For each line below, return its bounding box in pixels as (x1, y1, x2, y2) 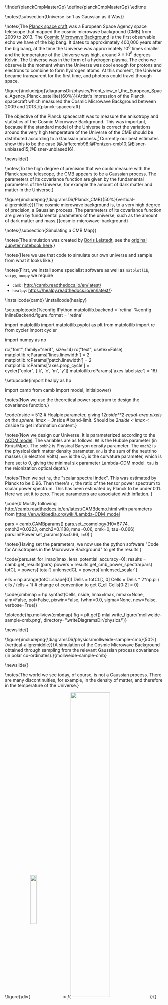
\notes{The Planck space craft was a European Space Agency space (5, 23, 147, 29)
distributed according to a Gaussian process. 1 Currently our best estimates (5, 135, 159, 141)
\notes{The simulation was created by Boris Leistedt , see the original (5, 237, 147, 243)
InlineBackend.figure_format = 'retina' (5, 312, 83, 318)
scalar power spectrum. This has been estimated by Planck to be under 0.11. (5, 485, 161, 491)
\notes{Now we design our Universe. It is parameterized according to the (5, 432, 156, 438)
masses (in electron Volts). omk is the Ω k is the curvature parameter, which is (5, 453, 162, 460)
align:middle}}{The (5, 202, 44, 208)
